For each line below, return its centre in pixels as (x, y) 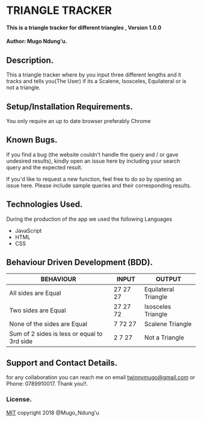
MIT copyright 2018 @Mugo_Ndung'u (53, 412)
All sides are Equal (35, 293)
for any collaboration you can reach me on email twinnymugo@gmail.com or (101, 377)
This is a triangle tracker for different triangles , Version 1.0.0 (84, 27)
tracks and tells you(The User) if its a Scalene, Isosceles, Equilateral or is (96, 81)
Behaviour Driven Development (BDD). (80, 263)
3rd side (21, 341)
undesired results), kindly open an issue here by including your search (93, 161)
